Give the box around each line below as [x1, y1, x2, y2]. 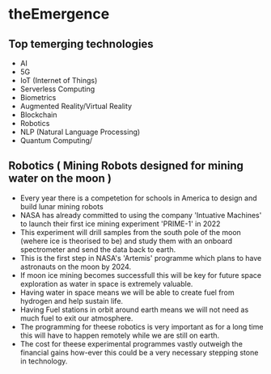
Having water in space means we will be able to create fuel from [19, 288, 235, 297]
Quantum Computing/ [19, 136, 93, 145]
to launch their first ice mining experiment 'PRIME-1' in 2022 [19, 219, 221, 229]
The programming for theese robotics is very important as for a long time [19, 321, 264, 331]
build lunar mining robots [19, 201, 104, 211]
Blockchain [19, 110, 57, 120]
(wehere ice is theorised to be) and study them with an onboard [19, 236, 233, 246]
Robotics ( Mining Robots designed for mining [8, 159, 244, 173]
